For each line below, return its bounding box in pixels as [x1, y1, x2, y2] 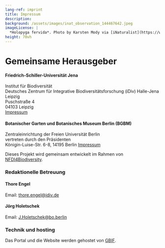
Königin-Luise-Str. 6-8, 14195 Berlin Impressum [5, 142, 101, 148]
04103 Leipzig [5, 104, 34, 110]
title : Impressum [5, 12, 41, 17]
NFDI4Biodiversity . [5, 157, 43, 163]
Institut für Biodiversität [5, 83, 53, 89]
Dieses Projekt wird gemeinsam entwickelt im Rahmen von [5, 151, 124, 157]
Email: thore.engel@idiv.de [5, 192, 59, 198]
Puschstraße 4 [5, 99, 35, 105]
